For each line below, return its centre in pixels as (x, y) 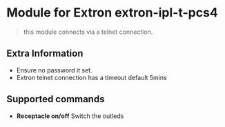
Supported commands (56, 99)
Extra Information (45, 53)
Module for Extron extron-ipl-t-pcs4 (112, 13)
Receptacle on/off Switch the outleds (70, 116)
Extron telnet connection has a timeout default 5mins (91, 77)
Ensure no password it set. (54, 70)
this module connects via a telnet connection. (88, 32)
